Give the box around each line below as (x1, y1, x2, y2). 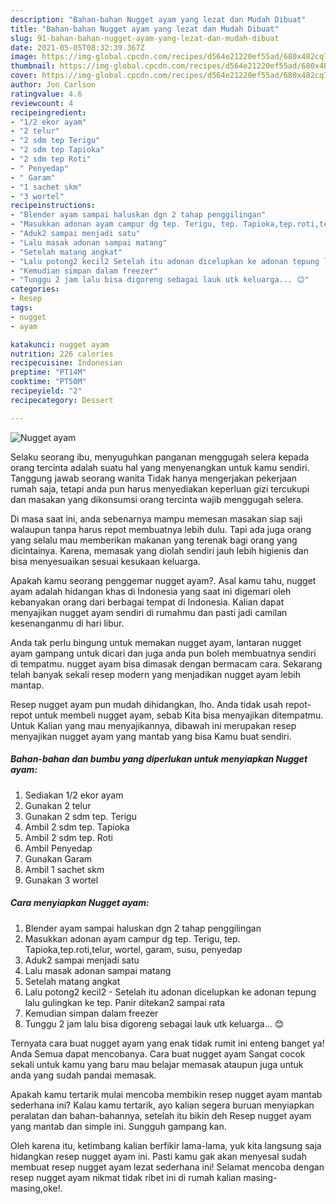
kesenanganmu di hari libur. (10, 617, 125, 629)
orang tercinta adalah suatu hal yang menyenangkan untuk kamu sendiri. (10, 461, 310, 473)
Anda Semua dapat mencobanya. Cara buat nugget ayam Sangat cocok (10, 1047, 306, 1060)
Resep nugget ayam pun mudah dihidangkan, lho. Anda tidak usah (10, 698, 284, 710)
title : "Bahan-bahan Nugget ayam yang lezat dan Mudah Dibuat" (10, 24, 280, 34)
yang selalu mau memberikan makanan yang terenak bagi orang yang (10, 534, 298, 546)
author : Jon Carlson (10, 80, 97, 90)
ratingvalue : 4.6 (10, 89, 83, 99)
